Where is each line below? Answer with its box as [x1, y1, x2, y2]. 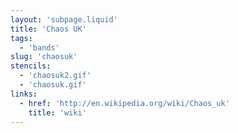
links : [10, 89, 38, 99]
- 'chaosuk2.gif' [19, 71, 92, 81]
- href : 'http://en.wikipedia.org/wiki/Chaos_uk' [19, 98, 230, 108]
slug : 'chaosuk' [10, 52, 78, 62]
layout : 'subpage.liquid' [10, 14, 118, 25]
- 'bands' [19, 42, 60, 53]
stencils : [10, 61, 52, 71]
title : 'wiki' [28, 107, 87, 118]
